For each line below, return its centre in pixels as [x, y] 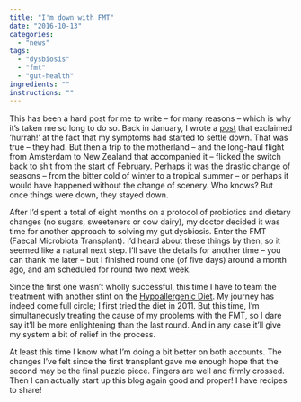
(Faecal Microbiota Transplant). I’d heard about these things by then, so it [145, 240]
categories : [31, 34]
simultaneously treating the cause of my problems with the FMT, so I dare [146, 315]
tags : [19, 51]
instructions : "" [42, 92]
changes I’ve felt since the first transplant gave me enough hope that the [144, 361]
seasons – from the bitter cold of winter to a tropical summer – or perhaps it [149, 175]
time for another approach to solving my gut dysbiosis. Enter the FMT [138, 231]
